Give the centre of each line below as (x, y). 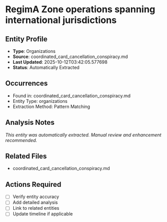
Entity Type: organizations (40, 101)
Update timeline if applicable (43, 214)
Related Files (26, 156)
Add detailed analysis (35, 203)
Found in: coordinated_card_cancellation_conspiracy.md (72, 96)
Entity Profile (26, 39)
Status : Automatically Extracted (46, 67)
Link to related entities (36, 208)
